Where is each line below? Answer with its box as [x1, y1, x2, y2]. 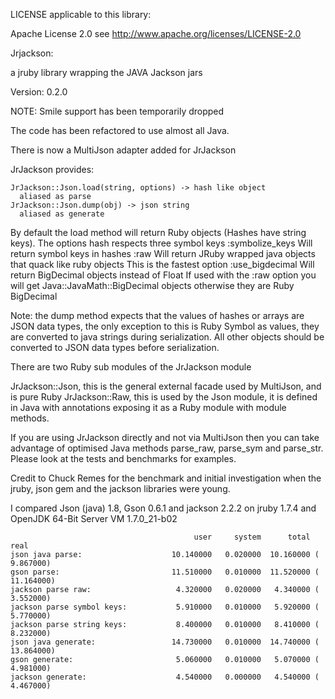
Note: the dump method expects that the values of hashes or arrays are [10, 310, 305, 321]
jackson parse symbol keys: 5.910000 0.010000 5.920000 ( [10, 602, 320, 612]
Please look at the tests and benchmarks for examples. [10, 453, 237, 464]
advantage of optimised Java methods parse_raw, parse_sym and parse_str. [10, 442, 324, 454]
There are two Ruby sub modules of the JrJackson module [10, 361, 252, 373]
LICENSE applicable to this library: [10, 9, 152, 20]
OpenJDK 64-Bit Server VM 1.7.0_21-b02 [10, 513, 178, 524]
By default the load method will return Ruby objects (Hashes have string [10, 227, 307, 238]
